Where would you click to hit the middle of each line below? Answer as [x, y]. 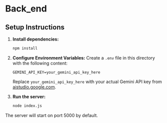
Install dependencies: [36, 39]
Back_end [26, 9]
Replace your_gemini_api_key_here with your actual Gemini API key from [87, 81]
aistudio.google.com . [34, 87]
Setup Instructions [35, 27]
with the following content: [40, 63]
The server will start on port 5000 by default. [52, 115]
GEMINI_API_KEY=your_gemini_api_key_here [56, 72]
